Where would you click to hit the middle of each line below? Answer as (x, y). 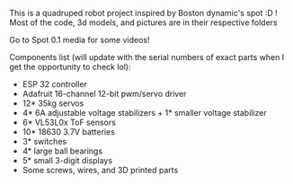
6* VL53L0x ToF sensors (69, 122)
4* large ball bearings (62, 151)
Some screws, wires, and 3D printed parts (100, 170)
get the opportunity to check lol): (70, 67)
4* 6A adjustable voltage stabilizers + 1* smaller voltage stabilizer (144, 113)
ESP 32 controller (55, 84)
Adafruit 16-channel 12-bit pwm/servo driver (104, 94)
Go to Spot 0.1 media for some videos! (80, 40)
